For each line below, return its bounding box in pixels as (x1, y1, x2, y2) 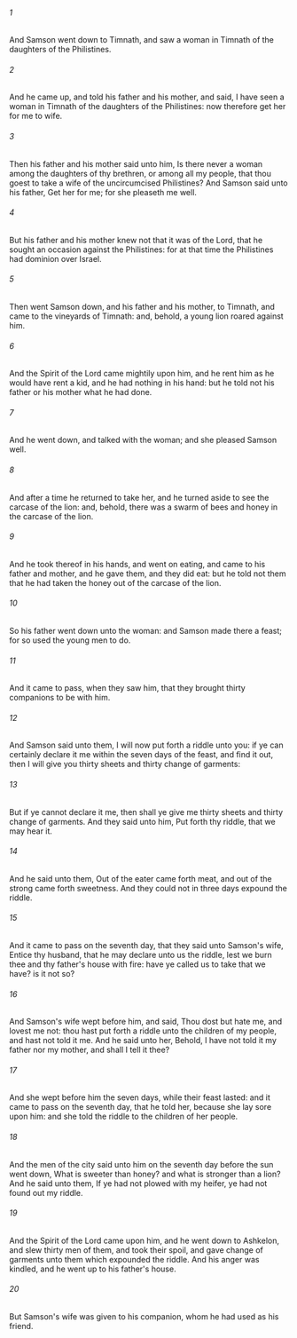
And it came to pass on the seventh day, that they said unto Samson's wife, (9, 940, 284, 951)
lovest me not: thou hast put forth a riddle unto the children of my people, (9, 1025, 277, 1036)
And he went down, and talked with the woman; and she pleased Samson (9, 435, 277, 446)
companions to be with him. (9, 693, 111, 703)
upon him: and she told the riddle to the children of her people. (9, 1111, 238, 1122)
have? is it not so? (9, 969, 75, 979)
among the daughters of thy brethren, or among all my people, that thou (9, 168, 272, 178)
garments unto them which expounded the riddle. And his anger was (9, 1254, 260, 1264)
